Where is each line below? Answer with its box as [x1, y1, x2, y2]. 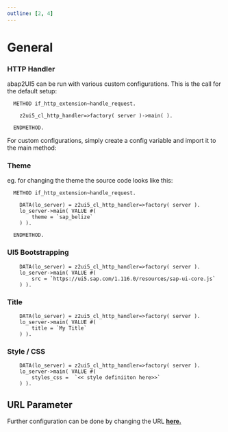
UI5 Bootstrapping [7, 248, 70, 258]
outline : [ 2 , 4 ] [7, 10, 53, 17]
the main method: [7, 144, 57, 152]
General [7, 39, 53, 55]
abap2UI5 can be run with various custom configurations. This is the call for [7, 80, 221, 88]
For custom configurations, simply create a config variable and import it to [7, 137, 216, 145]
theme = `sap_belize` [31, 214, 94, 220]
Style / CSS [7, 346, 46, 356]
